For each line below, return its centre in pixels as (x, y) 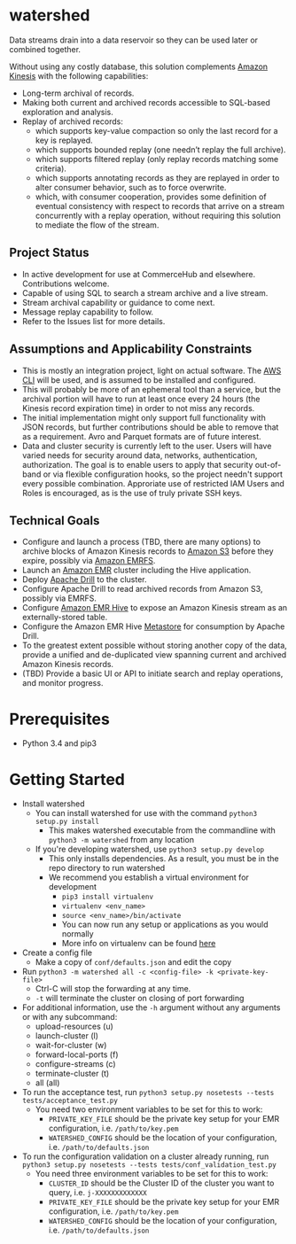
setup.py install (67, 822)
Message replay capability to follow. (87, 312)
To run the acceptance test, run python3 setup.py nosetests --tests (148, 1092)
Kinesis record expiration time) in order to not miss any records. (138, 408)
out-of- (268, 464)
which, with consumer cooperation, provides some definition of (151, 197)
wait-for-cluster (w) (71, 1046)
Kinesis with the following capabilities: (79, 75)
